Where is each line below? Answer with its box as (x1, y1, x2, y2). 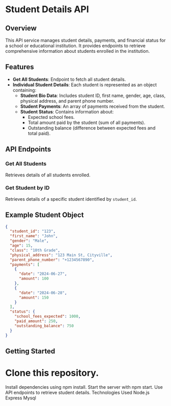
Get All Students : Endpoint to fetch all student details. (12, 76, 126, 82)
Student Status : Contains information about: (20, 108, 114, 115)
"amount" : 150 (18, 295, 49, 300)
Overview (5, 24, 37, 33)
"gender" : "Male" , (10, 238, 49, 243)
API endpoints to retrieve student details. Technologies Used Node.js (5, 389, 150, 395)
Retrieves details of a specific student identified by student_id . (5, 196, 137, 202)
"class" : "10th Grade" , (10, 247, 60, 253)
